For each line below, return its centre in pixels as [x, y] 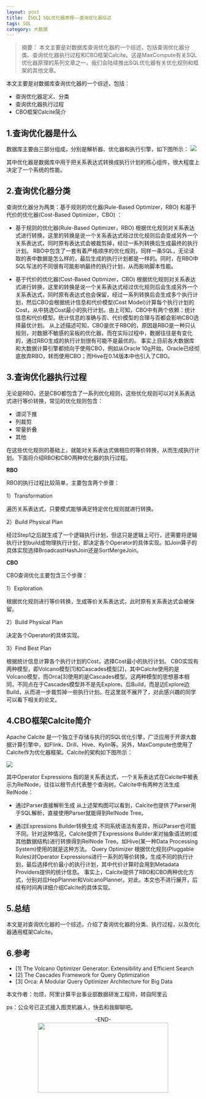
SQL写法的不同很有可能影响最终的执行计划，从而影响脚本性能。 [96, 266]
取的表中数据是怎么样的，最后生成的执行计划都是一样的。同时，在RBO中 [107, 258]
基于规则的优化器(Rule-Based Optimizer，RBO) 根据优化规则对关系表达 [105, 227]
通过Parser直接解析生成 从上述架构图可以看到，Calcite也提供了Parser [103, 805]
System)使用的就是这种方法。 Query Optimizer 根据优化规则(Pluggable [105, 849]
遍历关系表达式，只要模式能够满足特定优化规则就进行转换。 [82, 509]
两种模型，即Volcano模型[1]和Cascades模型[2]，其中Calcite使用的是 [93, 669]
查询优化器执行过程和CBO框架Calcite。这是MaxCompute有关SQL [115, 55]
